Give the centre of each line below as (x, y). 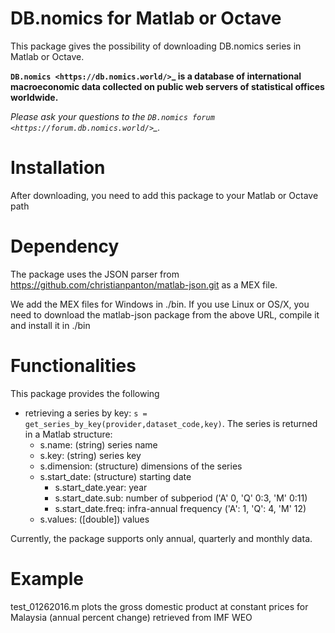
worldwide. (34, 97)
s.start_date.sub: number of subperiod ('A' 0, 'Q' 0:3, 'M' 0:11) (181, 498)
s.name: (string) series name (98, 444)
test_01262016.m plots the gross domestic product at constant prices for (159, 606)
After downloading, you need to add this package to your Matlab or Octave (164, 195)
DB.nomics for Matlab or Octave (146, 18)
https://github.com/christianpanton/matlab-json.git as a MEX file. (144, 284)
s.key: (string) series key (90, 455)
